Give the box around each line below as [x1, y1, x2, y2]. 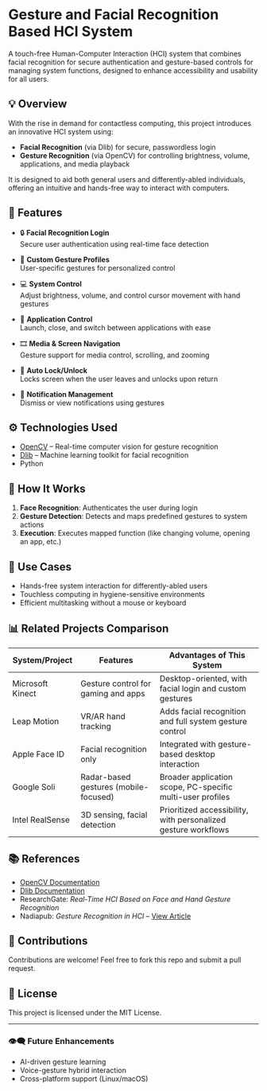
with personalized [159, 814, 226, 825]
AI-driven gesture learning [19, 1057, 106, 1066]
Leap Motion [12, 715, 60, 727]
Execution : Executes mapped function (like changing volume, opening [19, 528, 250, 538]
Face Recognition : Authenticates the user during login [19, 503, 199, 512]
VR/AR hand [80, 711, 126, 722]
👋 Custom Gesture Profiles [19, 255, 110, 264]
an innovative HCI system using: [8, 127, 114, 136]
